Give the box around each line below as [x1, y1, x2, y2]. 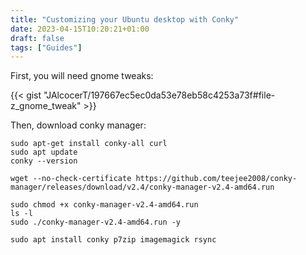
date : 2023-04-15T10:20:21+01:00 [10, 24, 150, 34]
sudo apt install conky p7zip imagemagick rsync [10, 235, 217, 245]
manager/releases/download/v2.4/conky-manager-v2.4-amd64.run [10, 182, 275, 193]
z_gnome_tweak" [10, 100, 82, 112]
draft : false [10, 33, 65, 43]
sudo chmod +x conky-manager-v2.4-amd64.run [10, 200, 199, 210]
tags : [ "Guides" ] [10, 42, 83, 53]
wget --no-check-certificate [10, 174, 132, 184]
